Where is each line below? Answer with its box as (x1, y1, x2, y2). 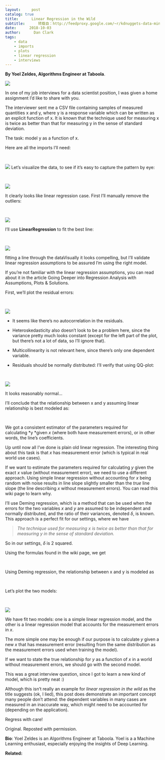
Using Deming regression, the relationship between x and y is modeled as (5, 569, 154, 575)
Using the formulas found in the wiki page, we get (5, 550, 106, 556)
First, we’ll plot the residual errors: (5, 289, 74, 296)
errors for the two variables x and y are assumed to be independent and (5, 506, 151, 512)
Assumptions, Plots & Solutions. (5, 280, 70, 286)
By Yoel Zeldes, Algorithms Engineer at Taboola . (5, 71, 106, 77)
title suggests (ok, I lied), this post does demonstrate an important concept (5, 691, 156, 697)
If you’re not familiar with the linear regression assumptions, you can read (5, 270, 154, 276)
